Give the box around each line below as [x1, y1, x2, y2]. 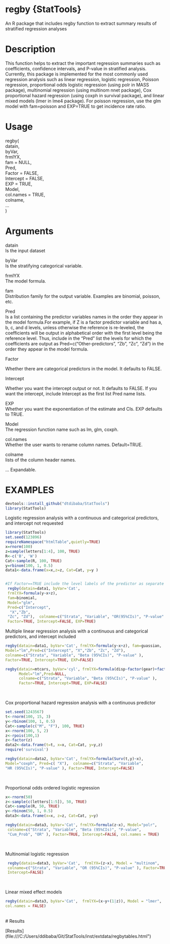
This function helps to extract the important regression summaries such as [5, 60, 161, 66]
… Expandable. [5, 466, 36, 473]
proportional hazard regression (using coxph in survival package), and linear [5, 92, 164, 98]
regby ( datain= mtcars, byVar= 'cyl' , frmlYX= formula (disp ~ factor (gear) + [5, 666, 157, 672]
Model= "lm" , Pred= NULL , [18, 671, 67, 677]
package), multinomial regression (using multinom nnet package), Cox [5, 87, 152, 93]
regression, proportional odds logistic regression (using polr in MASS [5, 82, 149, 88]
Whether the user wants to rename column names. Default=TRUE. [5, 442, 143, 448]
